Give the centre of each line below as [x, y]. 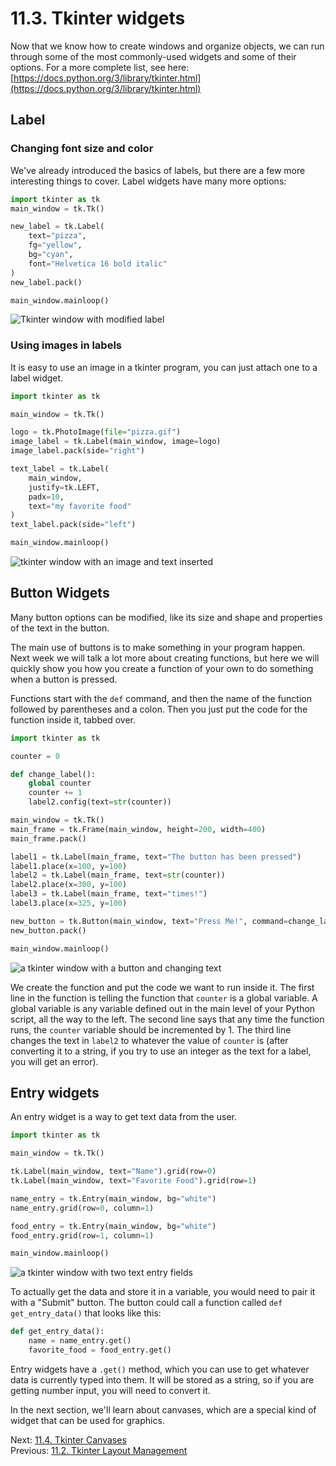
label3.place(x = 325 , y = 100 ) [69, 903]
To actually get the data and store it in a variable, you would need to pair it [163, 1292]
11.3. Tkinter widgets [98, 18]
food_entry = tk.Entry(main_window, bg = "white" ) [113, 1226]
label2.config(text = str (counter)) [100, 802]
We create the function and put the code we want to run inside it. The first [162, 987]
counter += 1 [55, 793]
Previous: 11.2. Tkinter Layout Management [99, 1450]
